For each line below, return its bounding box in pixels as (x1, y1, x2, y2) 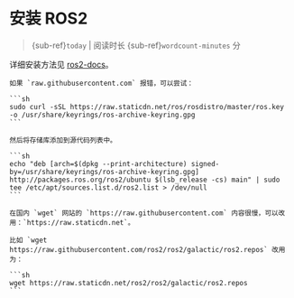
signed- (190, 159, 220, 168)
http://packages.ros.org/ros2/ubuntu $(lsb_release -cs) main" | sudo (9, 175, 280, 184)
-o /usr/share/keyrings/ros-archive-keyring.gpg (9, 110, 196, 119)
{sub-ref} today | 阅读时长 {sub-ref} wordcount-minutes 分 (31, 40, 241, 51)
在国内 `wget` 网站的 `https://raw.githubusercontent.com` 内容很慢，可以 (9, 209, 279, 218)
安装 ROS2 (9, 8, 88, 29)
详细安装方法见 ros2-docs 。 (9, 59, 115, 70)
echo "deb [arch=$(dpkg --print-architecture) (9, 159, 188, 168)
